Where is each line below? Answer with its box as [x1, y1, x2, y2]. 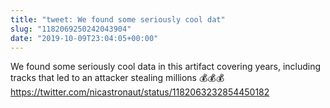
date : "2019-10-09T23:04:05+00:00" [10, 33, 159, 43]
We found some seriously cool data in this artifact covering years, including [10, 61, 322, 73]
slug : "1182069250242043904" [10, 24, 132, 34]
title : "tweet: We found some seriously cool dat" [10, 14, 226, 25]
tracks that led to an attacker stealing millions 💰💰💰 [10, 72, 225, 84]
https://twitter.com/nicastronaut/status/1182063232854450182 [10, 86, 270, 98]
